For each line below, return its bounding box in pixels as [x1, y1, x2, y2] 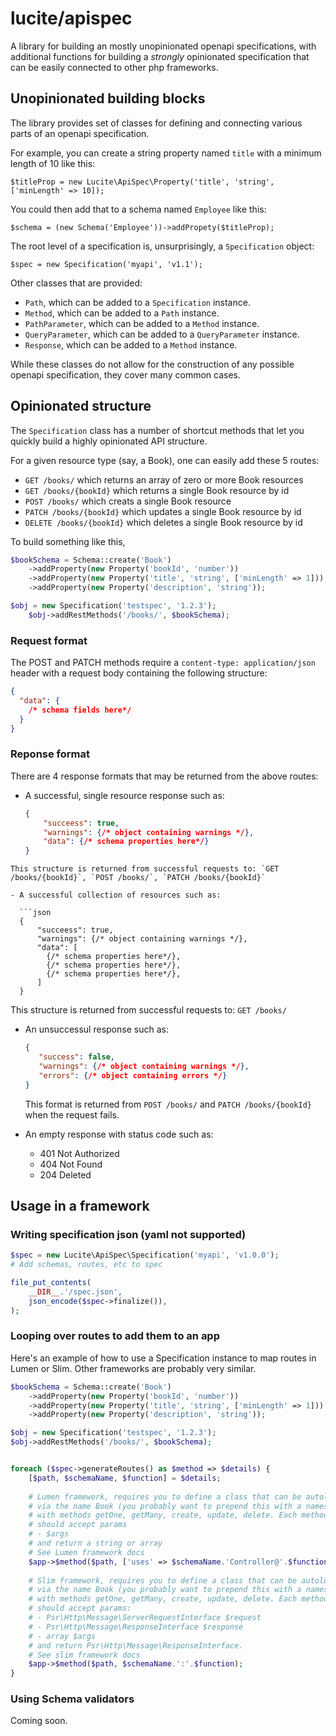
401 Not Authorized [39, 1147, 120, 1159]
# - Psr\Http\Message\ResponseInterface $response [28, 1622, 244, 1632]
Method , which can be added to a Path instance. [24, 307, 220, 319]
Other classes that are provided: [10, 277, 143, 289]
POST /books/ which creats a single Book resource [24, 495, 232, 507]
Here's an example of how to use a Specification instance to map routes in [10, 1352, 317, 1364]
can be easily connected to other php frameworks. [10, 61, 219, 73]
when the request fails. [24, 1108, 120, 1121]
